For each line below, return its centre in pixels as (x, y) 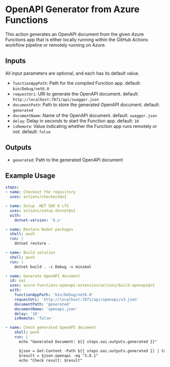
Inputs (16, 61)
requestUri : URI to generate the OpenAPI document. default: (76, 94)
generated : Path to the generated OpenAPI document (68, 160)
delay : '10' (27, 314)
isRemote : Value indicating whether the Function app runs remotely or (85, 126)
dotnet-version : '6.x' (38, 220)
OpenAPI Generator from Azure (73, 9)
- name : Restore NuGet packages (39, 229)
